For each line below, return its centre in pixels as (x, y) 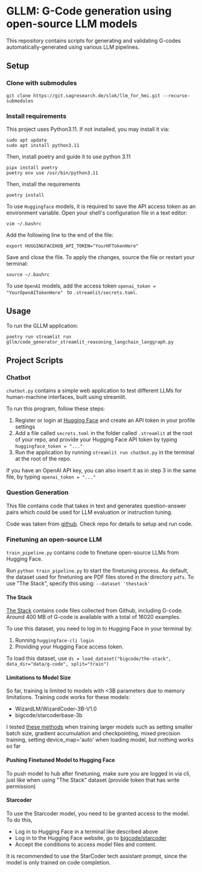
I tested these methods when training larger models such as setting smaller (99, 727)
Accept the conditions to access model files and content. (86, 844)
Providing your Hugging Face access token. (69, 647)
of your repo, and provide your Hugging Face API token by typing (96, 440)
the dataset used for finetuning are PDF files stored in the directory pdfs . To (100, 577)
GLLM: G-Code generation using (89, 11)
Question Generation (37, 492)
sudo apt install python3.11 (43, 145)
